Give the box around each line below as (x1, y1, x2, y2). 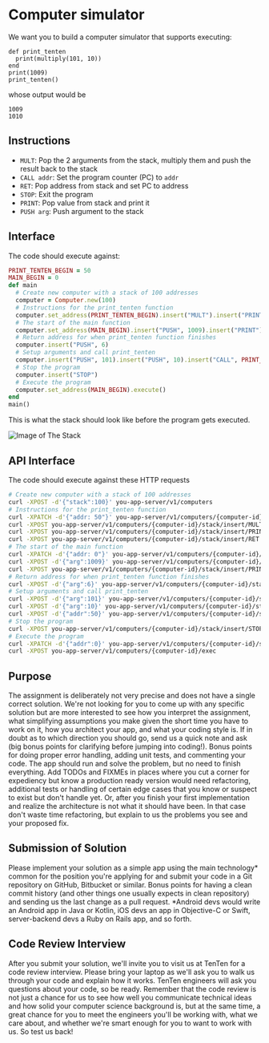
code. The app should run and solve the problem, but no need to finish (8, 759, 242, 769)
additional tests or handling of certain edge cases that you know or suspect (8, 784, 258, 794)
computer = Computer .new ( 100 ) (15, 297, 116, 305)
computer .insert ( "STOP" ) (15, 370, 98, 378)
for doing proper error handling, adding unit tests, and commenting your (8, 750, 247, 760)
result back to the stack (19, 164, 98, 173)
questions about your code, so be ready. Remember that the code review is (8, 984, 257, 993)
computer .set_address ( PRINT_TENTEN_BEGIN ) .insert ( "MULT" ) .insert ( (15, 311, 242, 319)
